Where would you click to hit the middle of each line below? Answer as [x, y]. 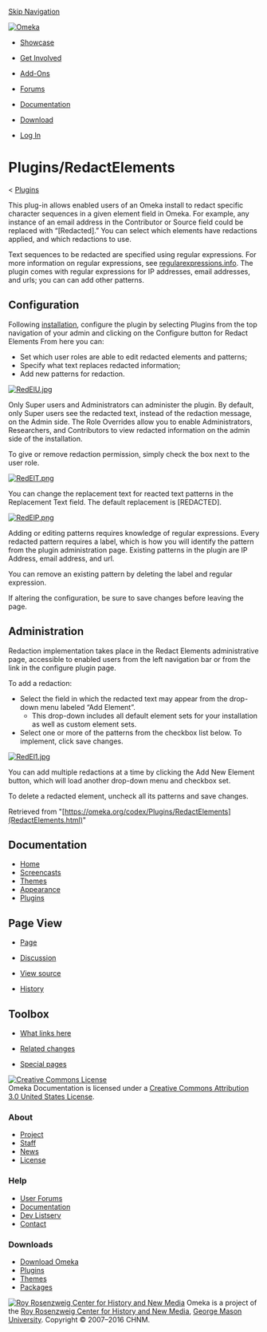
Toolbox [29, 1014]
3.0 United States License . [51, 1096]
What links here [45, 1033]
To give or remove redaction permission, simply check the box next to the [129, 454]
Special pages [43, 1064]
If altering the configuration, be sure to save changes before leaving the [126, 597]
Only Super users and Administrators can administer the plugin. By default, [131, 404]
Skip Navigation [34, 12]
